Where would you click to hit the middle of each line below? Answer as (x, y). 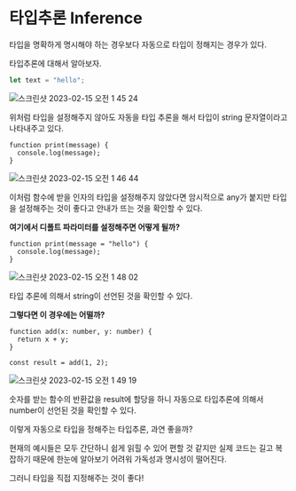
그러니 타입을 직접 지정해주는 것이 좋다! (77, 478)
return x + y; (43, 339)
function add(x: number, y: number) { (81, 331)
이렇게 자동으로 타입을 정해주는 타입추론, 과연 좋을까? (101, 429)
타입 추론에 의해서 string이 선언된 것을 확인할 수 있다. (101, 296)
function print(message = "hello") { (79, 244)
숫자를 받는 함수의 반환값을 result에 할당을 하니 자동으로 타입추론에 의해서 (136, 399)
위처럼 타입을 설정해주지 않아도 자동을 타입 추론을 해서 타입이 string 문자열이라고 (148, 117)
